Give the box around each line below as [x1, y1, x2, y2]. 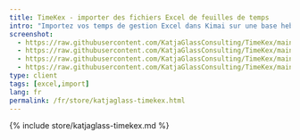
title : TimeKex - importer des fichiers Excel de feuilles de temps [9, 12, 270, 22]
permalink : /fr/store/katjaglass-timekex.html [9, 95, 186, 105]
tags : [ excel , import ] [9, 79, 90, 88]
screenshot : [9, 29, 54, 38]
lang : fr [9, 87, 42, 96]
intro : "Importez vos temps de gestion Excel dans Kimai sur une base [9, 21, 278, 30]
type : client [9, 71, 58, 80]
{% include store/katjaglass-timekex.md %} [9, 120, 170, 131]
